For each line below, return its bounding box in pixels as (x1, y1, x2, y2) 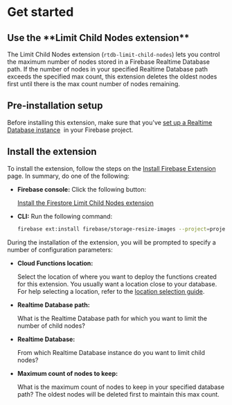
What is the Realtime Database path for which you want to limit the (17, 314, 208, 322)
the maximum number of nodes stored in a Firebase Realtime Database (7, 58, 210, 66)
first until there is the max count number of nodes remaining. (7, 80, 180, 88)
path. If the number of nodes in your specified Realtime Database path (7, 65, 208, 73)
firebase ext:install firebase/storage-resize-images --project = (17, 225, 210, 233)
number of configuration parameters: (7, 245, 113, 254)
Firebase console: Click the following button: (17, 185, 147, 193)
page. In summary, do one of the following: (7, 172, 130, 180)
